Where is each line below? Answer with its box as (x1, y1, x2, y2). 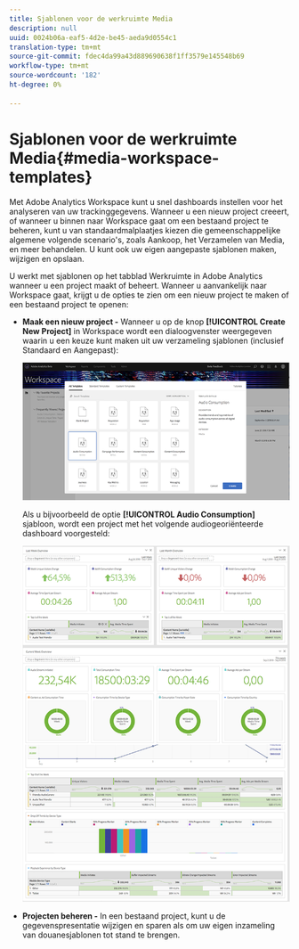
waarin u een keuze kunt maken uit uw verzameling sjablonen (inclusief (21, 335, 285, 346)
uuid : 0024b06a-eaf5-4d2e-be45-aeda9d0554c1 (9, 33, 177, 42)
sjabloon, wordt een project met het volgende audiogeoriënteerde (21, 518, 264, 529)
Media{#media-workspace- (9, 148, 220, 168)
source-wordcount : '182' (9, 71, 101, 80)
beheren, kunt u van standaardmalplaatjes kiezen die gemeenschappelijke (9, 225, 281, 235)
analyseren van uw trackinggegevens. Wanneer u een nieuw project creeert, (9, 206, 290, 217)
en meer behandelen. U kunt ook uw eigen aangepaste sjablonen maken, (9, 243, 278, 254)
